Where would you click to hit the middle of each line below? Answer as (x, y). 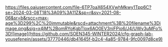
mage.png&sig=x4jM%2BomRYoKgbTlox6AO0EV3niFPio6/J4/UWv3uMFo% (84, 28)
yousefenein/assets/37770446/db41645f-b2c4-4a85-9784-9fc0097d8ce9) (84, 39)
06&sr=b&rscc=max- (27, 18)
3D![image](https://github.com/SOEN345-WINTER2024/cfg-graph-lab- (79, 34)
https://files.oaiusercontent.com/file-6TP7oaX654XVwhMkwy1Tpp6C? (78, 7)
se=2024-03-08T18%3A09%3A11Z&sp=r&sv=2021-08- (63, 12)
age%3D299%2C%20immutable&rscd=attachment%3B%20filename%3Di (83, 23)
